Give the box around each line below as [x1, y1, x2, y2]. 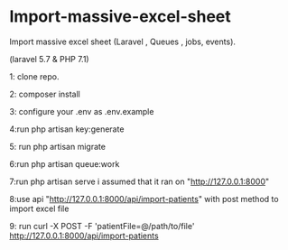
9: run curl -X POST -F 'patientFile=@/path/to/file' [9, 220, 195, 231]
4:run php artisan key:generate [9, 124, 125, 134]
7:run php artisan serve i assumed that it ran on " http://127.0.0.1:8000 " [9, 176, 270, 187]
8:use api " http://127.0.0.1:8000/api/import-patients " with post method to [9, 193, 279, 204]
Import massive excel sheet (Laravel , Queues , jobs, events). [9, 36, 237, 47]
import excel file [9, 203, 70, 214]
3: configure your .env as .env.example [9, 106, 154, 116]
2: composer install [9, 88, 81, 99]
